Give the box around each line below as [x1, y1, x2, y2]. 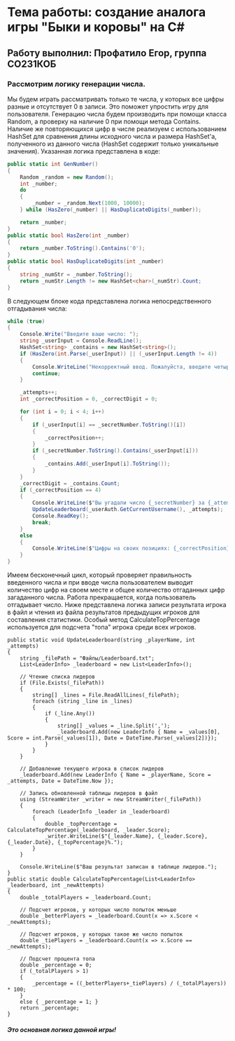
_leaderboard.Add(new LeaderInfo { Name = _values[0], [57, 728, 220, 735]
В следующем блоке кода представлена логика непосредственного [7, 297, 212, 305]
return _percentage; [20, 1005, 80, 1012]
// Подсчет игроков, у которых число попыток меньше [20, 906, 177, 913]
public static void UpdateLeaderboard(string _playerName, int [7, 637, 196, 644]
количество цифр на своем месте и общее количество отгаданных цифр [7, 586, 225, 594]
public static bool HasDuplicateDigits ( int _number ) [7, 258, 164, 265]
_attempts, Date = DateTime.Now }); [7, 777, 114, 784]
